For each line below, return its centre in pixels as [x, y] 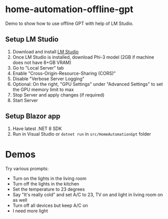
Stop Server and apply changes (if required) [58, 95]
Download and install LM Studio [46, 51]
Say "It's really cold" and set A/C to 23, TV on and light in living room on [88, 195]
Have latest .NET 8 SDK [37, 129]
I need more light [30, 211]
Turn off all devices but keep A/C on [50, 205]
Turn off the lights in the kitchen [46, 183]
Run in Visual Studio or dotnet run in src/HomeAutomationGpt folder [82, 134]
